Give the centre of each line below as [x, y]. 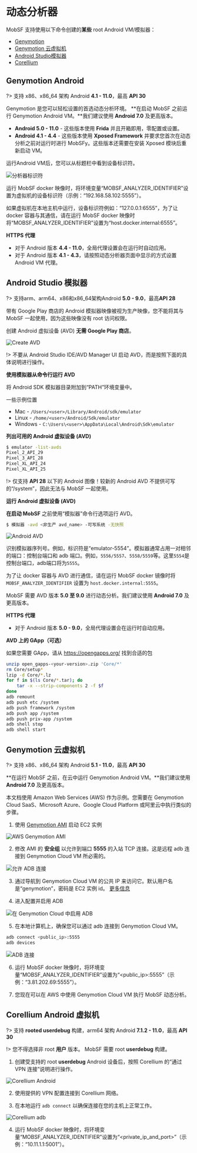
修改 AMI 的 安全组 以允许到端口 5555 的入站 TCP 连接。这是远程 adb [99, 849]
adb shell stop [25, 724]
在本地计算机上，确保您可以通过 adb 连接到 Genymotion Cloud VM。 [98, 926]
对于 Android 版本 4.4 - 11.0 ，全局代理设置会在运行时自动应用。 [92, 248]
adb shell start [26, 730]
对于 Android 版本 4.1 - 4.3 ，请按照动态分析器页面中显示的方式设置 [96, 255]
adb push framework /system [41, 708]
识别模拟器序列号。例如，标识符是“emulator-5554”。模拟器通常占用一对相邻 [98, 548]
